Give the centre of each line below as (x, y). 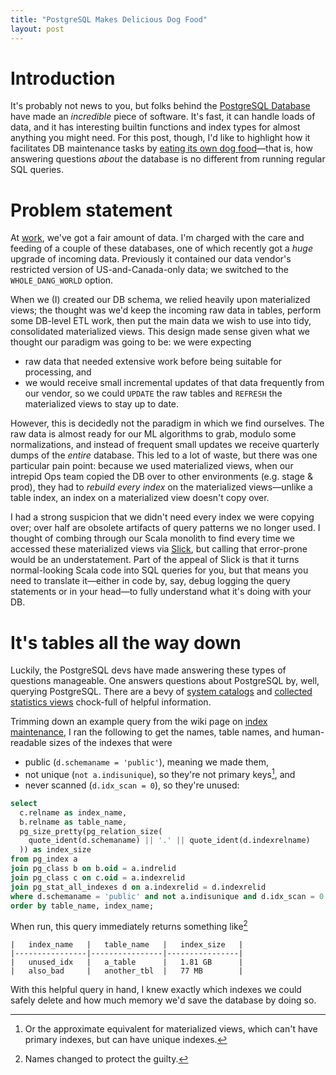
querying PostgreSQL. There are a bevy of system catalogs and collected (161, 692)
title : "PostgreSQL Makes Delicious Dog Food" (109, 19)
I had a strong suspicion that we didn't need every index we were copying (162, 517)
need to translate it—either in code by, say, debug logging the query (150, 581)
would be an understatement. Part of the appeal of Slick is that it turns (155, 560)
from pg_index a (44, 859)
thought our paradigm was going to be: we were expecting (131, 342)
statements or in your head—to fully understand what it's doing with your (161, 592)
